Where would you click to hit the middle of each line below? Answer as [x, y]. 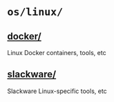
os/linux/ [35, 12]
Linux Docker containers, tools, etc [57, 53]
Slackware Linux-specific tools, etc [57, 91]
